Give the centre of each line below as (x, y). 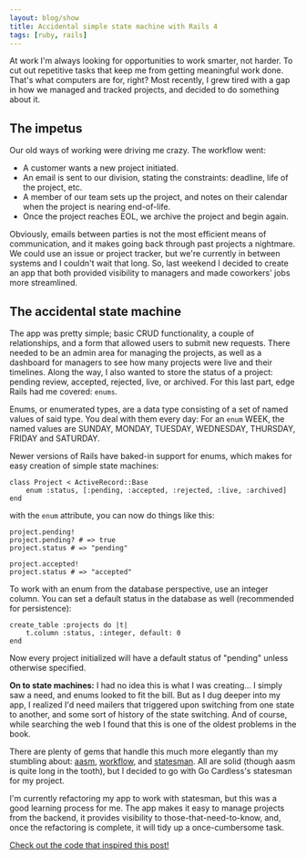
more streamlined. (44, 283)
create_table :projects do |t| (69, 625)
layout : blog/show (44, 18)
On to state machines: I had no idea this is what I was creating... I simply (146, 685)
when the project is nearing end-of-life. (97, 207)
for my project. (37, 780)
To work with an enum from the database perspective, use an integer (139, 589)
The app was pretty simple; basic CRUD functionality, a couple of (132, 333)
